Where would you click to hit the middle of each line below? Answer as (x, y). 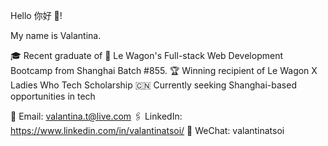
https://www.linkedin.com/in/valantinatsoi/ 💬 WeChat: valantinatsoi (147, 130)
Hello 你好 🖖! (36, 15)
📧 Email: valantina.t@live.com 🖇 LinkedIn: (96, 116)
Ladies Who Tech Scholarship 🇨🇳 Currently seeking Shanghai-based (153, 85)
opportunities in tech (53, 96)
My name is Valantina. (56, 35)
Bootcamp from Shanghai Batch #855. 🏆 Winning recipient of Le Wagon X (164, 70)
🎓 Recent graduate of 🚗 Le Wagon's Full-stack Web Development (146, 55)
